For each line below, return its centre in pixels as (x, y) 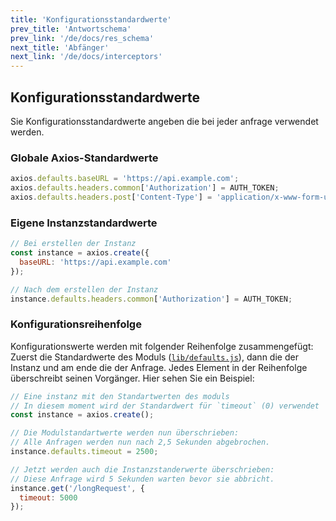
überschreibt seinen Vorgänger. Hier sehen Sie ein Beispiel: (132, 378)
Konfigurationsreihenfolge (76, 324)
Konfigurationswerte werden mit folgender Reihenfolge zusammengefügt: (162, 346)
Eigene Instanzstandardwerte (84, 223)
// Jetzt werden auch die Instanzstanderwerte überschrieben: (142, 469)
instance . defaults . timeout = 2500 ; (84, 452)
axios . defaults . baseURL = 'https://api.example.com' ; (125, 179)
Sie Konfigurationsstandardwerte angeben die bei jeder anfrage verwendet (164, 121)
